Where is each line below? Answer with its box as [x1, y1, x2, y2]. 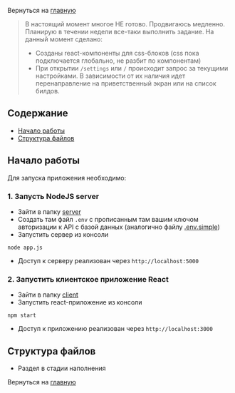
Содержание [7, 107, 69, 120]
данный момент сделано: [24, 35, 103, 44]
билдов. [35, 87, 60, 95]
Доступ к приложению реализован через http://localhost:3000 [17, 325, 214, 333]
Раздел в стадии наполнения [17, 364, 106, 373]
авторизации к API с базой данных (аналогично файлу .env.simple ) [17, 223, 221, 231]
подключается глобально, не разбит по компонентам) [35, 56, 202, 65]
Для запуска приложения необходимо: [7, 173, 127, 182]
